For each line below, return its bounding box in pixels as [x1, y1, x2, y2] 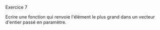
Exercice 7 [5, 4, 28, 10]
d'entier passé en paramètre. [5, 19, 67, 25]
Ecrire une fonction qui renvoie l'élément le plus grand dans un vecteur [5, 14, 155, 19]
